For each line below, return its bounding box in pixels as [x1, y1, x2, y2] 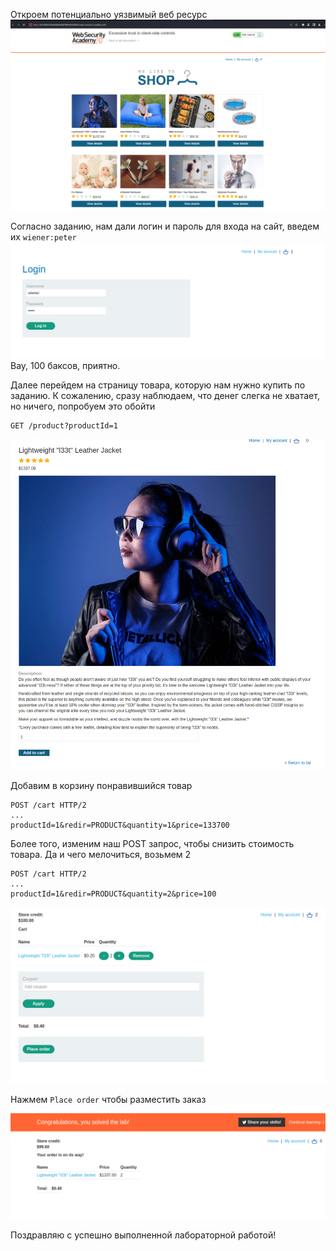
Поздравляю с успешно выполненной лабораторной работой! [10, 1229, 277, 1241]
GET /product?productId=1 [10, 421, 118, 431]
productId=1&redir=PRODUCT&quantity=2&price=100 [10, 889, 217, 899]
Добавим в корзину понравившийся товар [10, 779, 193, 791]
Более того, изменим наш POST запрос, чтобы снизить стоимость [10, 837, 295, 849]
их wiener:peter [10, 230, 77, 243]
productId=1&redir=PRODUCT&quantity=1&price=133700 [10, 820, 230, 830]
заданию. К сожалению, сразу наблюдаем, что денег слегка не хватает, [10, 390, 320, 402]
